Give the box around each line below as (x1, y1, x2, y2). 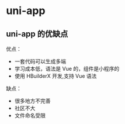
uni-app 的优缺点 (6, 29, 68, 39)
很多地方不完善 (14, 98, 51, 104)
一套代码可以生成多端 (14, 58, 66, 65)
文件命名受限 (14, 112, 46, 119)
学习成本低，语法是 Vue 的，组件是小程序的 (14, 66, 120, 72)
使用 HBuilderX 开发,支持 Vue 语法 (14, 73, 97, 80)
